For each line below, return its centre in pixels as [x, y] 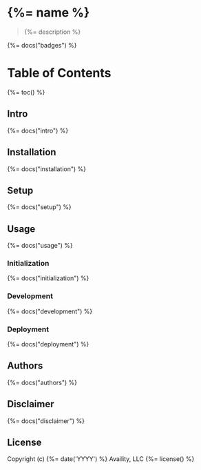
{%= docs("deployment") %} [48, 344]
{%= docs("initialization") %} [48, 278]
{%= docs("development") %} [50, 311]
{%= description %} [52, 32]
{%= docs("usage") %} [40, 246]
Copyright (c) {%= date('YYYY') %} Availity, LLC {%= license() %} [101, 459]
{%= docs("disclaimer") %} [46, 421]
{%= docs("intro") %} [38, 130]
